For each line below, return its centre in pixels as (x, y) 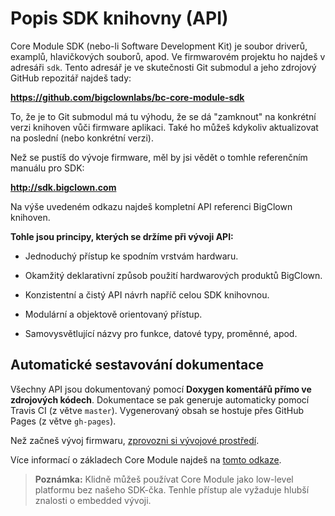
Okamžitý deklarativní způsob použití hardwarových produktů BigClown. (173, 275)
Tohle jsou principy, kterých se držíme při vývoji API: (122, 236)
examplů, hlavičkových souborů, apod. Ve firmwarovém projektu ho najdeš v (168, 56)
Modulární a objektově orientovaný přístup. (113, 314)
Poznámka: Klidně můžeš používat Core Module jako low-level (164, 479)
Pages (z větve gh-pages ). (63, 421)
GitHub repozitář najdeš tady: (71, 78)
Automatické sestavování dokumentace (137, 365)
